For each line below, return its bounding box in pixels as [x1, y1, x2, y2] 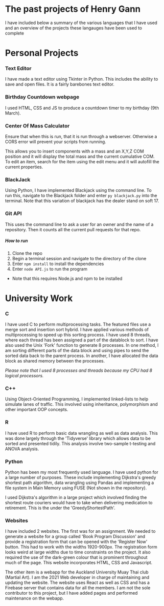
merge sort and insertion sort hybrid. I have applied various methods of [5, 327, 149, 333]
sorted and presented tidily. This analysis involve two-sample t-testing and [5, 440, 156, 446]
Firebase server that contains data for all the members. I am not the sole [5, 585, 151, 591]
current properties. [5, 164, 43, 170]
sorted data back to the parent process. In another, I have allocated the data [5, 353, 158, 359]
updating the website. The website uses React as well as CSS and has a [5, 579, 150, 586]
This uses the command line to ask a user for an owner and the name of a [5, 221, 154, 227]
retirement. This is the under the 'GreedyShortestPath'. [5, 505, 116, 511]
